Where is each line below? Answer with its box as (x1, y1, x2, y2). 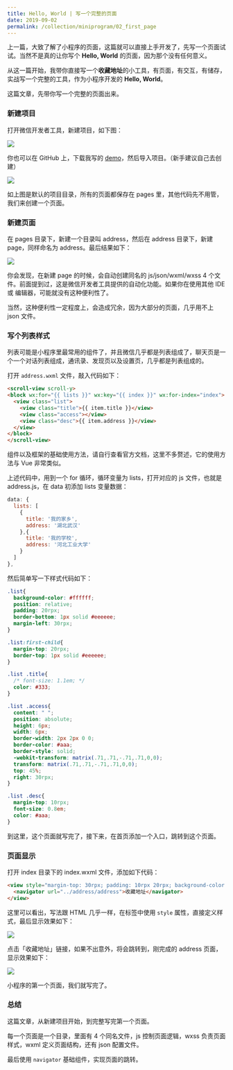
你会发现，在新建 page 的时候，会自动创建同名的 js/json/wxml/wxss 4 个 (7, 271, 215, 279)
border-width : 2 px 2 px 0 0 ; (13, 735, 95, 742)
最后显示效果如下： (19, 917, 74, 925)
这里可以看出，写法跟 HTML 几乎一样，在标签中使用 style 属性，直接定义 (7, 908, 217, 916)
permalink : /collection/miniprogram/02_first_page (7, 23, 157, 30)
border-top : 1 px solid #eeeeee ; (13, 652, 107, 659)
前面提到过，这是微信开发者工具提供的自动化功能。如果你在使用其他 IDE (19, 279, 225, 288)
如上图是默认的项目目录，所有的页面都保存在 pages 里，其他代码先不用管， (7, 190, 223, 198)
